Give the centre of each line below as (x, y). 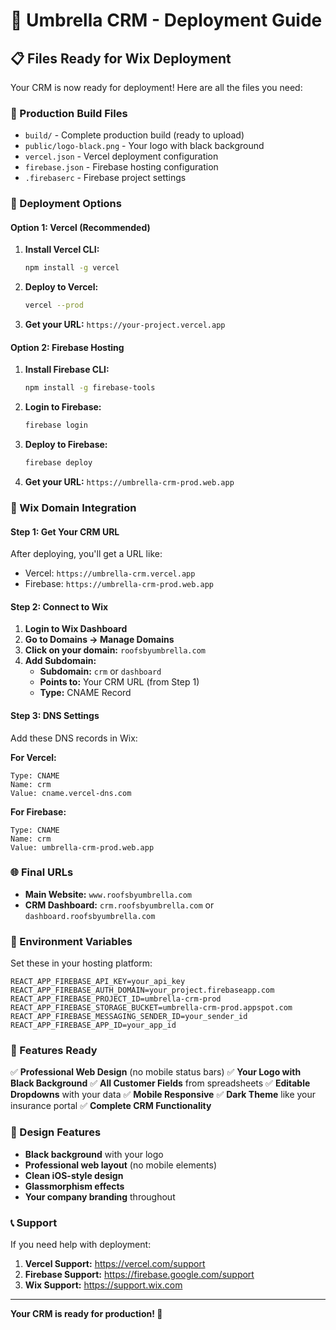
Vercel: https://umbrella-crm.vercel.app (110, 573)
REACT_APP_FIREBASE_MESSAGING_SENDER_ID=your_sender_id (129, 1017)
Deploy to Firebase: (66, 445)
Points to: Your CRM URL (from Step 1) (119, 682)
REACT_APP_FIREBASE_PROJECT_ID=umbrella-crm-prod (116, 999)
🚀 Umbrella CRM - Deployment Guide (166, 20)
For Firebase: (38, 811)
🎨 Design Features (56, 1132)
